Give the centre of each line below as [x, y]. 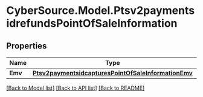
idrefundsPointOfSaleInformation [92, 23]
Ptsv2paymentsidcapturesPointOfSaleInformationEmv [113, 73]
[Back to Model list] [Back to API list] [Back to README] [76, 88]
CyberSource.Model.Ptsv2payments [101, 11]
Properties [27, 46]
